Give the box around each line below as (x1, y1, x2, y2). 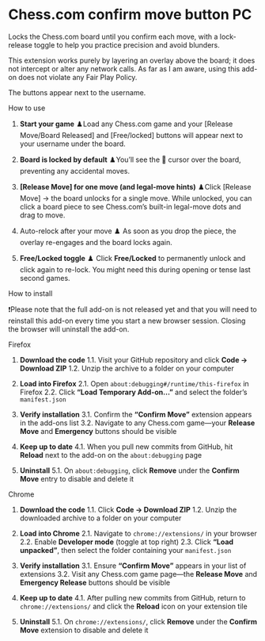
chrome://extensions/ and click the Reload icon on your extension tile (19, 601, 248, 611)
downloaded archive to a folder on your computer (19, 513, 182, 523)
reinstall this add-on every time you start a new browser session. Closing (8, 316, 246, 325)
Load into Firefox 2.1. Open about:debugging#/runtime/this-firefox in (19, 378, 249, 388)
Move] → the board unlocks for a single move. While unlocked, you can (19, 193, 252, 203)
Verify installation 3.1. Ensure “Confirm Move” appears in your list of (19, 561, 247, 570)
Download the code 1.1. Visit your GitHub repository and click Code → (19, 355, 248, 364)
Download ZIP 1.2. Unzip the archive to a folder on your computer (19, 363, 235, 373)
